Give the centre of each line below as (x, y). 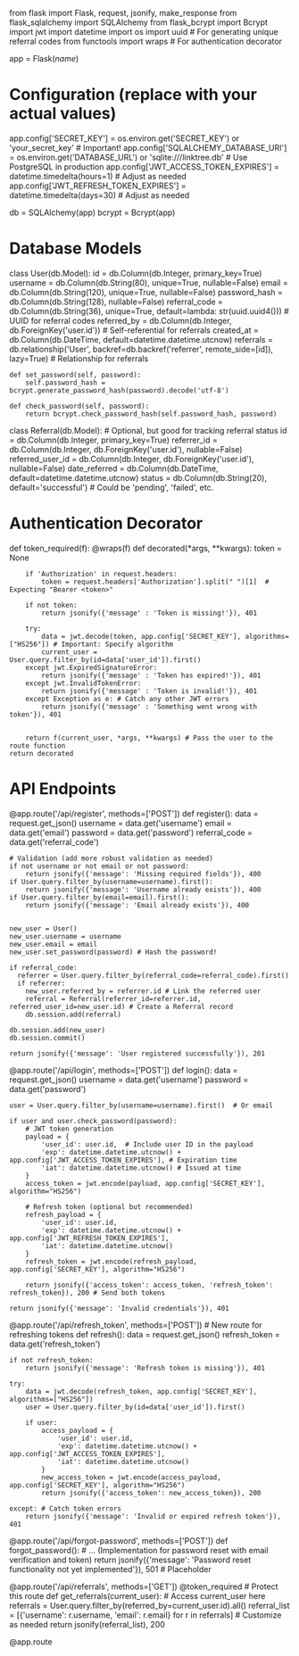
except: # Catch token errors (66, 1508)
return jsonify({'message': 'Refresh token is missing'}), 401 (145, 1368)
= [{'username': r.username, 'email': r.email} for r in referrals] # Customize (145, 1615)
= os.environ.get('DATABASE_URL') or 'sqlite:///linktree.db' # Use (129, 157)
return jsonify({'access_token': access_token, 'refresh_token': (149, 1285)
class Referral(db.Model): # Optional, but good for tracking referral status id (148, 430)
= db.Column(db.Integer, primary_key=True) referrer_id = (114, 440)
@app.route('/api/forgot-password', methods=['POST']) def (119, 1540)
